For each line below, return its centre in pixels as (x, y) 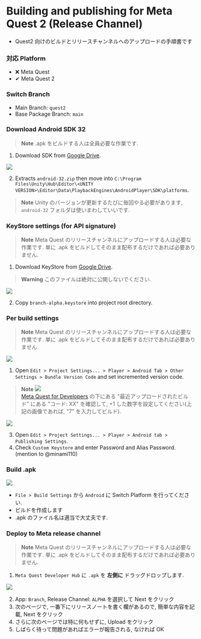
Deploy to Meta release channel (54, 533)
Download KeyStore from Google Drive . (64, 267)
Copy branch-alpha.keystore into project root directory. (84, 303)
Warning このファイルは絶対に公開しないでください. (86, 279)
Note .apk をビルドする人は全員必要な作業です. (79, 143)
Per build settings (32, 319)
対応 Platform (26, 58)
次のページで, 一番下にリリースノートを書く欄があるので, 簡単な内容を (102, 607)
